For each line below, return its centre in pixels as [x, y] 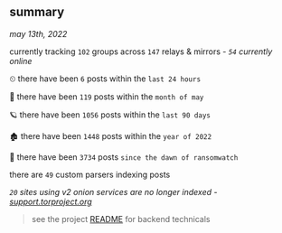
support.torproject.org [51, 201]
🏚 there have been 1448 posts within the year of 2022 [111, 135]
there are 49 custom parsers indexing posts [90, 174]
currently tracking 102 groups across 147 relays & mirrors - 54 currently [141, 51]
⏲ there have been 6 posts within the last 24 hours [105, 79]
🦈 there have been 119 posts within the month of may [107, 97]
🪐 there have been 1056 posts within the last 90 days [110, 115]
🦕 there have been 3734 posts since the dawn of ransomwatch [124, 157]
